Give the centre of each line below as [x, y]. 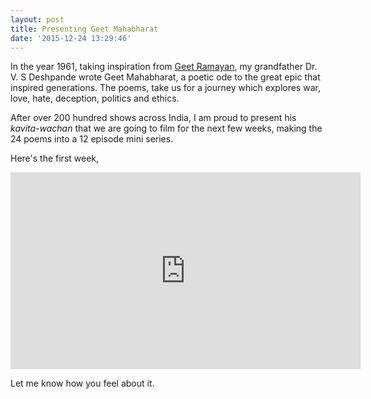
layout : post [37, 19]
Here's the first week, [55, 158]
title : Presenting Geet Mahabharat [84, 29]
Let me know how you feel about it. [82, 383]
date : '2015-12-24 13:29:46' [71, 38]
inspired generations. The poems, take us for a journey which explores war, [165, 88]
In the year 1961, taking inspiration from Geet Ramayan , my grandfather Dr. [164, 67]
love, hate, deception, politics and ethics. [95, 98]
